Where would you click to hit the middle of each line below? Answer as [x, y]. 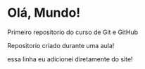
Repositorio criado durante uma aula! [61, 45]
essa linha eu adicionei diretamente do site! [70, 59]
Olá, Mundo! [44, 13]
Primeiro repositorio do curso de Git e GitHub [73, 32]
